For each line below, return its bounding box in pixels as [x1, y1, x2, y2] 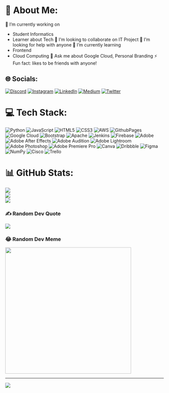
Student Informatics [12, 31, 54, 37]
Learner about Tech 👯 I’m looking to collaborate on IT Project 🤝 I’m [12, 36, 150, 42]
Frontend [12, 47, 32, 53]
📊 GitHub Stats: [5, 167, 74, 178]
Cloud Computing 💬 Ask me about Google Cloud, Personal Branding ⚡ [12, 53, 157, 59]
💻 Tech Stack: [5, 107, 67, 118]
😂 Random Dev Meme [5, 235, 61, 242]
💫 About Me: [5, 5, 58, 16]
